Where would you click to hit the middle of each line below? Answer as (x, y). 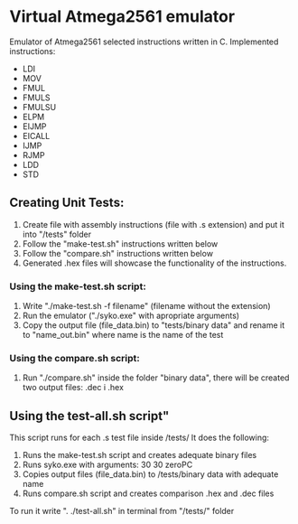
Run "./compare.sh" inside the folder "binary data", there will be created (156, 378)
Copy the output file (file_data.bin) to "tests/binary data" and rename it (154, 325)
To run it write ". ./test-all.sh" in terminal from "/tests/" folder (122, 511)
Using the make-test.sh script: (78, 286)
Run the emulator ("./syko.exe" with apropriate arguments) (131, 316)
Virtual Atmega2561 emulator (122, 17)
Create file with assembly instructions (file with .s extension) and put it (153, 224)
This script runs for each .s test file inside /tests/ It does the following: (139, 438)
